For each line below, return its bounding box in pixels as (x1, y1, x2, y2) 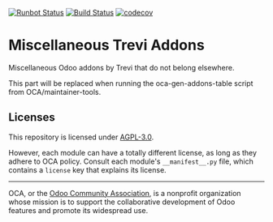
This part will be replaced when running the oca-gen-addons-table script (8, 78, 253, 88)
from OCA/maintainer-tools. (8, 87, 102, 96)
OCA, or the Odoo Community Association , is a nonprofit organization (8, 188, 241, 198)
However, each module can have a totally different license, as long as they (8, 147, 258, 157)
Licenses (8, 110, 55, 125)
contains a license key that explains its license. (8, 164, 167, 174)
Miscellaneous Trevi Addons (8, 36, 205, 54)
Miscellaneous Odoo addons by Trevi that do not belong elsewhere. (8, 62, 235, 72)
